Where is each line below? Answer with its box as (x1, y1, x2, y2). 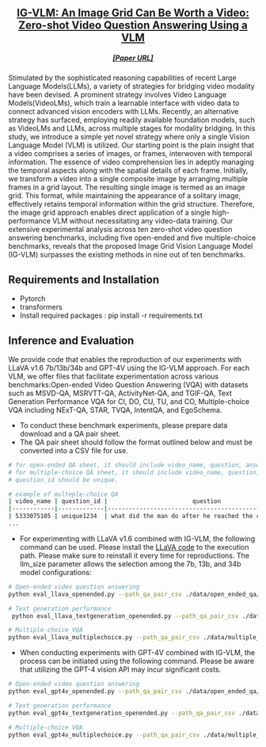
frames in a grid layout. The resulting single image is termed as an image (8, 182, 245, 192)
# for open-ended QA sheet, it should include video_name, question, (8, 461, 243, 469)
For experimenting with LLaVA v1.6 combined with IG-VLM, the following (19, 534, 256, 543)
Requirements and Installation (8, 273, 160, 286)
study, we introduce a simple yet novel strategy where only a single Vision (8, 132, 250, 142)
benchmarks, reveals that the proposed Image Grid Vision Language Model (8, 242, 253, 251)
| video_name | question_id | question (8, 497, 222, 505)
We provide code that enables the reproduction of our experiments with (8, 354, 242, 364)
